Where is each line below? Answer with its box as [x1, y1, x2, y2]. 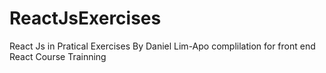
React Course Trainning [9, 50, 107, 62]
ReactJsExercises [9, 7, 162, 30]
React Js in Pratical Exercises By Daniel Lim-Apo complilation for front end [9, 40, 316, 52]
